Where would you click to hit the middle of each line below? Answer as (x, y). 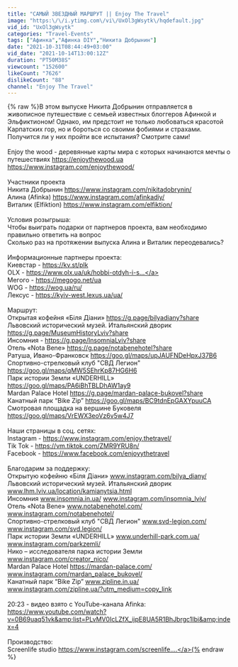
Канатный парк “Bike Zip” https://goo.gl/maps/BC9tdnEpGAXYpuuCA (109, 401)
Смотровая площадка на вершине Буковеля (74, 408)
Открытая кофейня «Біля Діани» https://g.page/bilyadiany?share (103, 318)
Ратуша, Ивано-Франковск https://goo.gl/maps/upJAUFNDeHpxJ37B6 (112, 355)
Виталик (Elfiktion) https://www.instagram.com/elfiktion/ (90, 205)
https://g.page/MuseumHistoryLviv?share (68, 333)
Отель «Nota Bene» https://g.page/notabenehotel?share (90, 348)
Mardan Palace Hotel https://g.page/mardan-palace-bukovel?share (105, 393)
